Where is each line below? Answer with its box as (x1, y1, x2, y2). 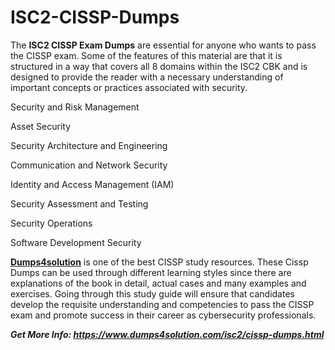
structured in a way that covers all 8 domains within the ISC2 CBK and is (10, 60, 308, 72)
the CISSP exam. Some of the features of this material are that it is (10, 49, 283, 61)
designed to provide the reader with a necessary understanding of (10, 71, 284, 83)
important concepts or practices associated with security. (10, 81, 248, 93)
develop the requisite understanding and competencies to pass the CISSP (10, 298, 315, 310)
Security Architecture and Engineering (10, 139, 168, 151)
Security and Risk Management (10, 101, 140, 113)
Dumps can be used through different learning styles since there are (10, 266, 292, 278)
